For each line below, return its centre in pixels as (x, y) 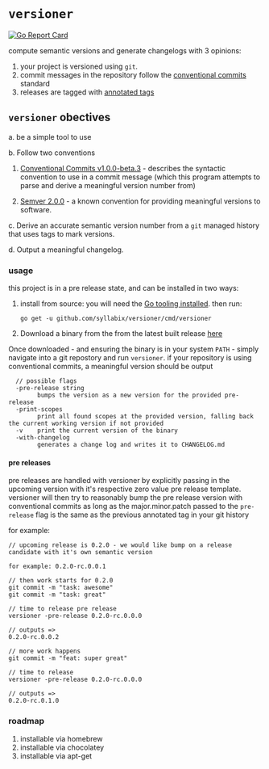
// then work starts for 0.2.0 (61, 581)
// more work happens (45, 651)
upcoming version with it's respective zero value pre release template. (125, 489)
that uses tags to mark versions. (62, 233)
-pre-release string (50, 389)
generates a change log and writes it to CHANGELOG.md (131, 445)
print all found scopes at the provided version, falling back (145, 417)
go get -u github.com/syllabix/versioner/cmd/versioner (116, 319)
